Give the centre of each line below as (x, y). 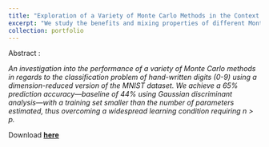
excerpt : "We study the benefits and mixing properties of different (127, 23)
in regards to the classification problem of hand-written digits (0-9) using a (133, 77)
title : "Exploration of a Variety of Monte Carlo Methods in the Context (134, 16)
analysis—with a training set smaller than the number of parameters (121, 103)
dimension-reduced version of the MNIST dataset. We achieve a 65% (123, 85)
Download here (34, 135)
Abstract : (24, 54)
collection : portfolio (46, 30)
